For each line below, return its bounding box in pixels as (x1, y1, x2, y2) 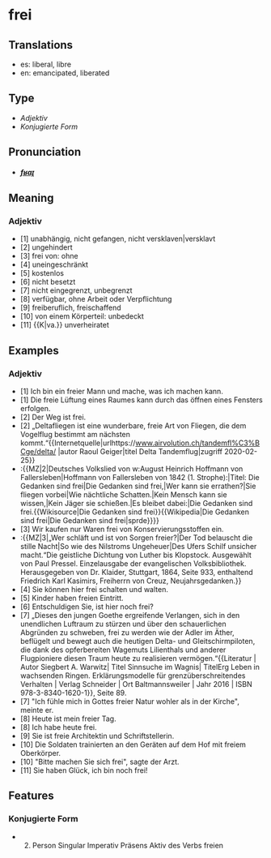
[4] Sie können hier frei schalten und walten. (19, 585, 168, 594)
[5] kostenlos (19, 268, 65, 278)
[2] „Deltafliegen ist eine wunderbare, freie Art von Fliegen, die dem (19, 421, 247, 431)
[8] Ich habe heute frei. (19, 723, 97, 731)
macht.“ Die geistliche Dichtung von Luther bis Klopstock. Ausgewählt (19, 550, 252, 560)
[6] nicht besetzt (19, 277, 76, 287)
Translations (8, 38, 74, 52)
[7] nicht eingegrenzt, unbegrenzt (19, 285, 133, 295)
